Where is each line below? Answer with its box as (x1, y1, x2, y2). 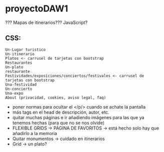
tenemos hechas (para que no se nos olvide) (12, 120, 105, 126)
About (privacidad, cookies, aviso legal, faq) (5, 95, 106, 100)
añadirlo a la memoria (12, 130, 57, 136)
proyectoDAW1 (5, 3, 68, 14)
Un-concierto (5, 86, 32, 91)
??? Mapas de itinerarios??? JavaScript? (5, 19, 87, 25)
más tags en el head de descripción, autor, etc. (12, 109, 109, 115)
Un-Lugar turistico (5, 47, 46, 52)
